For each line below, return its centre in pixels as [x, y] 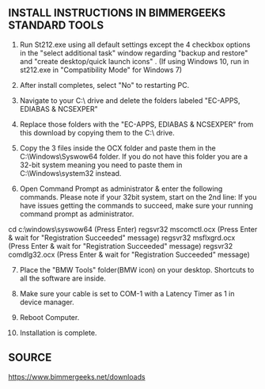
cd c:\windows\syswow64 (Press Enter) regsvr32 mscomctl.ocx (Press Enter [133, 229]
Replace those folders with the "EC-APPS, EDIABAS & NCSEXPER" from [136, 124]
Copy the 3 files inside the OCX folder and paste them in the [117, 148]
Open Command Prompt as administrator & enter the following [121, 189]
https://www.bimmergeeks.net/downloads [77, 376]
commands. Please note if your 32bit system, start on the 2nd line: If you [138, 196]
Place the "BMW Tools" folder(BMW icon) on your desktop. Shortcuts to [137, 269]
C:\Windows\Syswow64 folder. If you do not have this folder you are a [134, 156]
